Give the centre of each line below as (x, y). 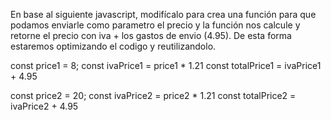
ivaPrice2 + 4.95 (44, 106)
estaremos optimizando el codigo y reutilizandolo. (113, 46)
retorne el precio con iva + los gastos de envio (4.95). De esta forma (151, 35)
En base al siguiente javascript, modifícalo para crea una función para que (163, 14)
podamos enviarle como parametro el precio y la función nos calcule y (155, 25)
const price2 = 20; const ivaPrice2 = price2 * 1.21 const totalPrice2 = (153, 95)
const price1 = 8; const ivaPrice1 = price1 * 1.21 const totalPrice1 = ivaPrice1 (166, 65)
